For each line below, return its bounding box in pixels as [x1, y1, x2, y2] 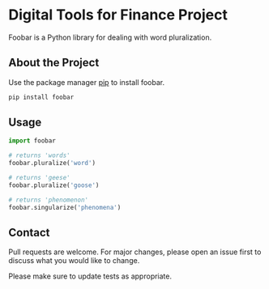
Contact [8, 225, 50, 240]
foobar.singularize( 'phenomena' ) [8, 203, 122, 211]
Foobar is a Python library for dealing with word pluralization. [8, 32, 212, 42]
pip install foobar [8, 93, 75, 101]
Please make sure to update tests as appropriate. [8, 271, 173, 281]
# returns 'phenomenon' [8, 196, 89, 204]
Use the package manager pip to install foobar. [8, 77, 164, 87]
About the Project [8, 56, 100, 70]
